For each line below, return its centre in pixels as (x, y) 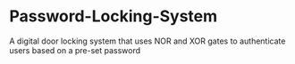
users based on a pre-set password (75, 50)
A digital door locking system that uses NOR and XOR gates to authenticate (147, 41)
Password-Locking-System (114, 16)
